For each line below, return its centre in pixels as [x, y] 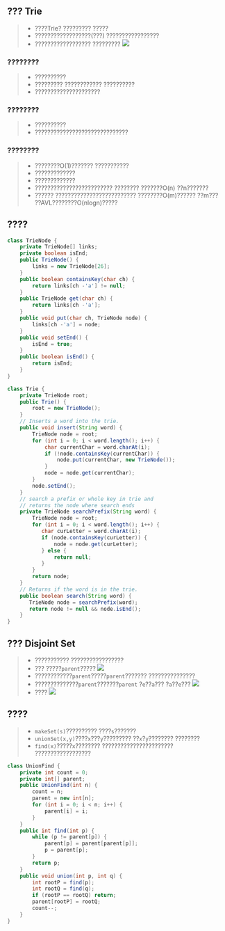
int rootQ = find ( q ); [64, 889]
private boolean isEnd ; [54, 253]
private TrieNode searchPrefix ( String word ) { [88, 512]
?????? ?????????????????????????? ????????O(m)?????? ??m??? [126, 195]
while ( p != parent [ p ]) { [70, 837]
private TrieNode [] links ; [59, 247]
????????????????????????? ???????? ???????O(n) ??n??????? [122, 188]
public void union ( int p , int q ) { [71, 876]
